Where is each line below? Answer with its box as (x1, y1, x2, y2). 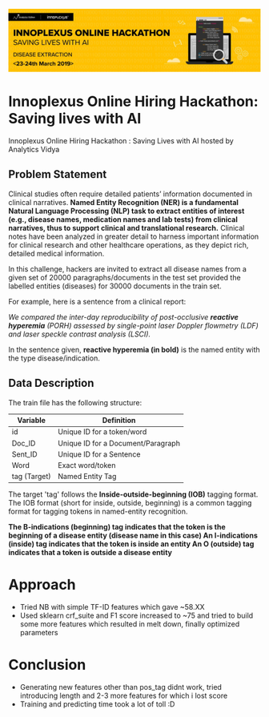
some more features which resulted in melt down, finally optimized (19, 618, 240, 629)
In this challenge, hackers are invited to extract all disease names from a (8, 264, 247, 273)
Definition (102, 416, 136, 425)
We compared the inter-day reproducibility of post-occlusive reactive (8, 312, 239, 321)
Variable (17, 416, 46, 425)
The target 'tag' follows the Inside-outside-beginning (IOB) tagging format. (8, 489, 259, 499)
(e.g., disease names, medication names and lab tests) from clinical (8, 214, 239, 224)
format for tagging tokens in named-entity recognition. (8, 506, 188, 516)
